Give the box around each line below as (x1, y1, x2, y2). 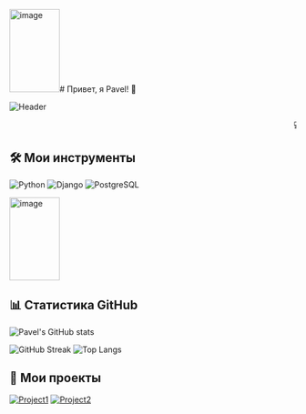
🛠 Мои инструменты (9, 150, 137, 166)
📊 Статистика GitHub (9, 298, 138, 313)
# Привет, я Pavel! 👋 (59, 84, 137, 95)
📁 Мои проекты (9, 370, 102, 386)
